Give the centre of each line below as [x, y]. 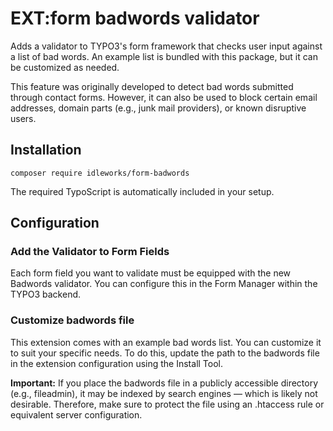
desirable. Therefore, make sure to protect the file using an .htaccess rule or [167, 404]
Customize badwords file [72, 320]
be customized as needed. [65, 67]
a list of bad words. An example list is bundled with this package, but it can [164, 56]
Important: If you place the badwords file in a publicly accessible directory [164, 383]
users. [23, 118]
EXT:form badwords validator [135, 18]
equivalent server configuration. [76, 414]
